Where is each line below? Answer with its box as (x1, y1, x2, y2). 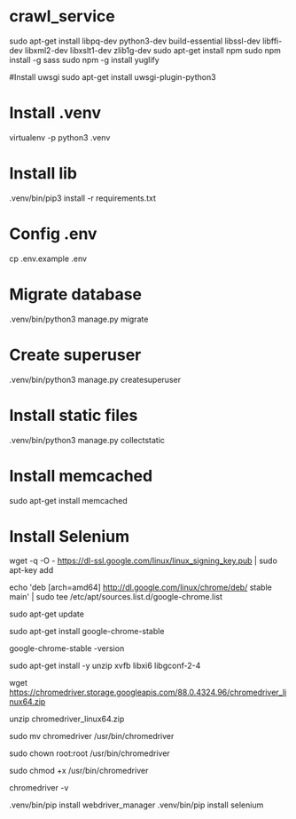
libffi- (262, 36, 283, 46)
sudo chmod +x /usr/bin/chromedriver (9, 766, 149, 776)
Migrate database (9, 284, 143, 304)
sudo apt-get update (9, 608, 84, 619)
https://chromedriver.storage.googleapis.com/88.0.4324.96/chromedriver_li (9, 687, 287, 698)
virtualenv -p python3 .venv (9, 131, 111, 143)
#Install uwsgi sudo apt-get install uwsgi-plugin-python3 (9, 71, 216, 82)
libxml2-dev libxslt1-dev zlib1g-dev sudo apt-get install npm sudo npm (25, 44, 282, 55)
